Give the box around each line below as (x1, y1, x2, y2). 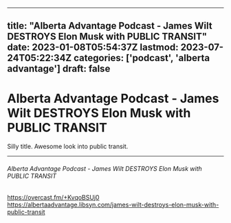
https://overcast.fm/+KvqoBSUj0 (7, 193, 100, 201)
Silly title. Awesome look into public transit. (7, 142, 129, 151)
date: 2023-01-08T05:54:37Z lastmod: (7, 42, 179, 54)
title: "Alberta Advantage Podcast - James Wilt (7, 20, 212, 32)
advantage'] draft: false (7, 63, 111, 75)
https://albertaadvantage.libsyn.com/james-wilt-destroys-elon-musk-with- (7, 200, 219, 209)
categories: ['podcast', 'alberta (73, 52, 210, 64)
